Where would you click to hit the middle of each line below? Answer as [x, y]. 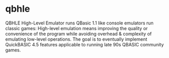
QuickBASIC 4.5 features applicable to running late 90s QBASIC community [85, 44]
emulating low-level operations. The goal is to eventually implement [76, 39]
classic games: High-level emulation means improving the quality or [77, 28]
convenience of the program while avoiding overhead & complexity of [79, 34]
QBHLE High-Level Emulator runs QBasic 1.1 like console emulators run [79, 23]
